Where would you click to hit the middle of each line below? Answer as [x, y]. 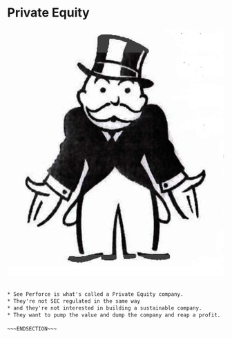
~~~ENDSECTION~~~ [32, 329]
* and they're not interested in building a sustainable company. [105, 308]
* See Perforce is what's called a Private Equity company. [96, 294]
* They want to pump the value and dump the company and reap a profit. [114, 315]
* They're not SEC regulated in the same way [74, 301]
